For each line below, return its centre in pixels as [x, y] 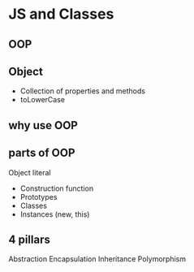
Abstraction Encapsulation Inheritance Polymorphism [97, 259]
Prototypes [39, 196]
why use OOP [43, 125]
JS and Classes [61, 14]
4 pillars [29, 239]
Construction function [57, 188]
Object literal [30, 172]
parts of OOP [42, 153]
